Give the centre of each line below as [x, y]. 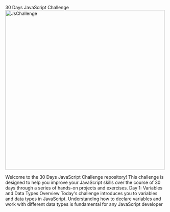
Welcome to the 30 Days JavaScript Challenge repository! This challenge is [84, 177]
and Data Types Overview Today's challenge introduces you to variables [81, 193]
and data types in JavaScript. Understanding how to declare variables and [83, 199]
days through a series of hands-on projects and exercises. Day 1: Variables [84, 188]
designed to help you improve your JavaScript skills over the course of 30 [83, 182]
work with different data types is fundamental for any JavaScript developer [84, 204]
